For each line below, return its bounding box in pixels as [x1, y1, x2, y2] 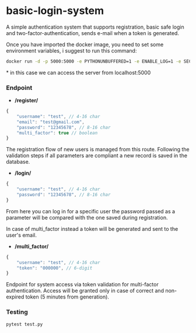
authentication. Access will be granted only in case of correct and [6, 287, 164, 294]
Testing [6, 308, 28, 316]
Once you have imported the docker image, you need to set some [6, 41, 164, 48]
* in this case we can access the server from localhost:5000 [6, 69, 151, 76]
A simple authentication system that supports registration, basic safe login [6, 23, 185, 30]
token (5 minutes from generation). [25, 293, 110, 300]
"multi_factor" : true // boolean [16, 130, 98, 136]
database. [6, 158, 30, 165]
